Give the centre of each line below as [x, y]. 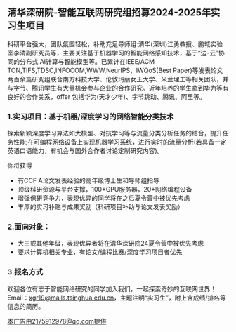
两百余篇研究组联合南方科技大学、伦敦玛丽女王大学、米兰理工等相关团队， [115, 79]
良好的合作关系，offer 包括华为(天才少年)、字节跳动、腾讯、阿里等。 [106, 96]
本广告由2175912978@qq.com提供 [57, 321]
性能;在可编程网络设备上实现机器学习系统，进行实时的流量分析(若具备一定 [120, 142]
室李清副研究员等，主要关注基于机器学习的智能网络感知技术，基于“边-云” [113, 53]
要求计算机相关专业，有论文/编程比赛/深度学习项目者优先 [100, 252]
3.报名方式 [25, 272]
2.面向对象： [29, 227]
